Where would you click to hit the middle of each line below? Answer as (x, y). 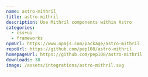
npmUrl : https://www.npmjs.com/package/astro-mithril (73, 44)
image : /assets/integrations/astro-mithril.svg (65, 65)
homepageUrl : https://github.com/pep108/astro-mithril (74, 54)
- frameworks (27, 38)
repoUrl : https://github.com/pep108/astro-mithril (69, 49)
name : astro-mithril (31, 11)
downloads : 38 (23, 60)
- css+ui (22, 33)
